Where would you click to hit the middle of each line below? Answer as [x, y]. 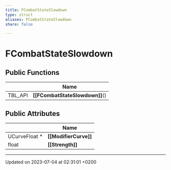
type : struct [19, 15]
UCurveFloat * [25, 136]
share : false [19, 24]
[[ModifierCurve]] [70, 136]
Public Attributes [33, 113]
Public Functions [32, 73]
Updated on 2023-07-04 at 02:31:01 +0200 [51, 162]
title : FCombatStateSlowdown [36, 10]
